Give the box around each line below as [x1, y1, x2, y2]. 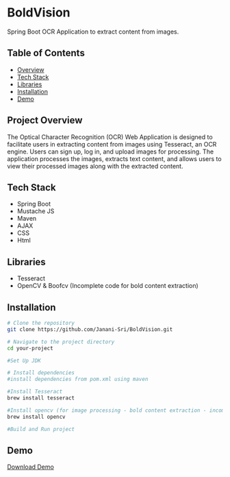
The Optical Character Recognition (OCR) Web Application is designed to [7, 132, 214, 141]
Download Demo [7, 463, 55, 471]
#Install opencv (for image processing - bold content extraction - [7, 406, 207, 414]
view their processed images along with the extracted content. [7, 162, 183, 170]
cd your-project [7, 345, 53, 352]
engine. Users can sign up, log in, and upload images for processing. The [7, 147, 214, 156]
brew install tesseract [7, 395, 75, 402]
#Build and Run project [7, 426, 75, 432]
